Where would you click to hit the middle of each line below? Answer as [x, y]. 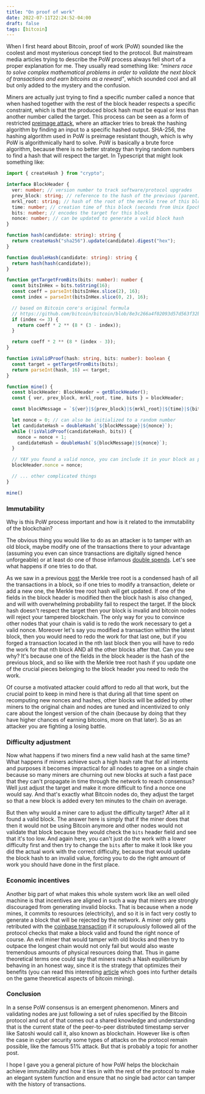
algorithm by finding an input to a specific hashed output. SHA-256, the [96, 130]
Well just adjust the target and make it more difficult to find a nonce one [96, 788]
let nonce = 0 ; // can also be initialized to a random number [94, 420]
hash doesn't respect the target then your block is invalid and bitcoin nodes [101, 610]
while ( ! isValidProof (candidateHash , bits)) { [72, 431]
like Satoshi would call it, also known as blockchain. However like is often [98, 1033]
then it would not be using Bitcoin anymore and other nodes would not [95, 826]
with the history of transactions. [46, 1084]
